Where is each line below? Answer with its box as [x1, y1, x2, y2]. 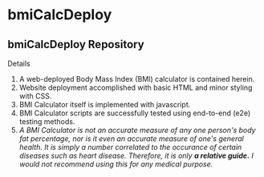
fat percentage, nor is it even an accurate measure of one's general [18, 134, 244, 143]
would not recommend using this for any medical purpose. [18, 159, 213, 169]
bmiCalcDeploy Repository [7, 38, 145, 51]
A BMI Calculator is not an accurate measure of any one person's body [18, 126, 256, 135]
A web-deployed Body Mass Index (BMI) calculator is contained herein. [18, 74, 255, 83]
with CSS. [18, 91, 52, 101]
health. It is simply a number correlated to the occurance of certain [18, 143, 242, 151]
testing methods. [18, 117, 75, 126]
